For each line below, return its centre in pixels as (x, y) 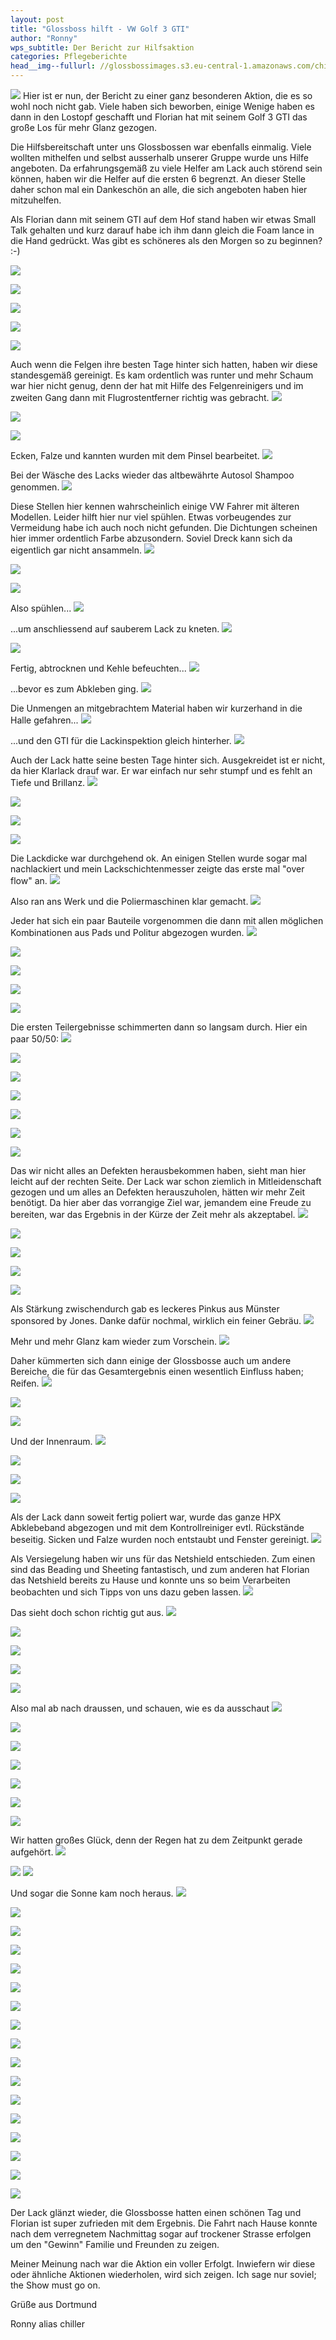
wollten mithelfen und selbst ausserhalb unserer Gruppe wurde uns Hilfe (159, 157)
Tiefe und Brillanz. (48, 782)
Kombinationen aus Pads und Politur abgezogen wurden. (127, 932)
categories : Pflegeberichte (69, 57)
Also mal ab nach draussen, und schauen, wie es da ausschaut (140, 1708)
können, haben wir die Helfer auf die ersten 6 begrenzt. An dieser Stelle (158, 179)
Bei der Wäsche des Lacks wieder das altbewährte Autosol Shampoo (152, 475)
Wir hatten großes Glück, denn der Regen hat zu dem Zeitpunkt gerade (156, 1840)
